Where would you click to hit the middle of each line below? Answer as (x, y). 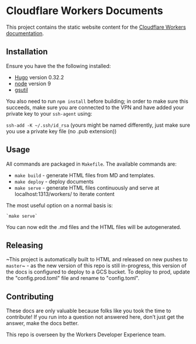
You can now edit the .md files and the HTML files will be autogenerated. (94, 227)
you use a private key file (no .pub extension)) (61, 131)
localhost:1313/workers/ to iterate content (65, 194)
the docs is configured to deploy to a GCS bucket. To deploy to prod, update (98, 272)
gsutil (21, 90)
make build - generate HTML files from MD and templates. (85, 175)
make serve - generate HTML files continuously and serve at (87, 188)
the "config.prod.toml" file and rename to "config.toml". (73, 278)
